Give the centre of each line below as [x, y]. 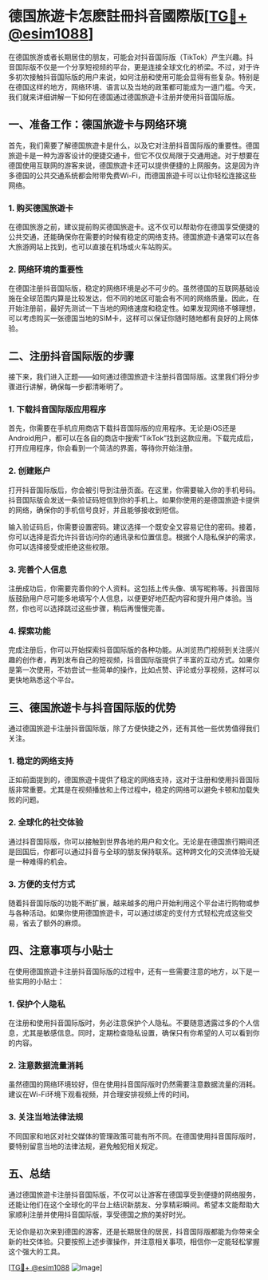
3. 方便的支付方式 [42, 884]
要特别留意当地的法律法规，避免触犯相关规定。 [85, 1146]
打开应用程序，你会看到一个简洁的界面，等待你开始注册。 [102, 448]
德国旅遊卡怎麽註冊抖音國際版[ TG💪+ [128, 16]
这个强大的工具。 [36, 1251]
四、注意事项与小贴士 [61, 950]
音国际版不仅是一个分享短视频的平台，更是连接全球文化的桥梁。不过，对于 [130, 67]
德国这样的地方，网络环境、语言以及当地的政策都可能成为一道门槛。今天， [137, 87]
